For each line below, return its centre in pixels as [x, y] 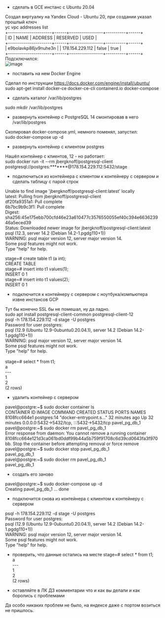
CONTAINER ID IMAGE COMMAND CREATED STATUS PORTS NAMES [76, 412]
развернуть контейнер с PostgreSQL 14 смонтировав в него [75, 117]
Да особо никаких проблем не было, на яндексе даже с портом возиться [83, 605]
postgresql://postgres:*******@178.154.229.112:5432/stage [66, 167]
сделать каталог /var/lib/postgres [47, 98]
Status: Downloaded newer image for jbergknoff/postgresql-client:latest [78, 228]
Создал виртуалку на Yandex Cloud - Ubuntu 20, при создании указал [78, 17]
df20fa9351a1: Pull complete [34, 202]
